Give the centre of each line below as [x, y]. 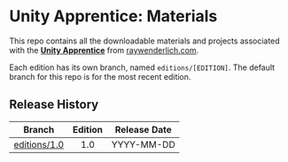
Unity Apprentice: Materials [113, 16]
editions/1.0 [39, 144]
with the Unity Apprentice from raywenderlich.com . [104, 50]
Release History [54, 105]
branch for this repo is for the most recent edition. [100, 76]
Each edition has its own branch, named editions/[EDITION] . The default [142, 67]
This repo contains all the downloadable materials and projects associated [145, 41]
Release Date [143, 129]
